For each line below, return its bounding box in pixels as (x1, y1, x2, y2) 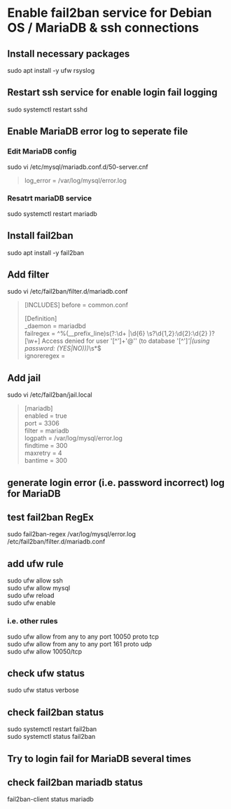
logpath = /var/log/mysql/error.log (24, 434, 122, 442)
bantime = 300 (24, 456, 68, 465)
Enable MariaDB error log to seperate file (7, 125, 188, 137)
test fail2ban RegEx (7, 512, 94, 524)
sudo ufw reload (7, 591, 55, 600)
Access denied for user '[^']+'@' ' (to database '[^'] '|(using (41, 336, 210, 345)
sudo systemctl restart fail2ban (7, 725, 97, 733)
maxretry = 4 (24, 449, 62, 457)
